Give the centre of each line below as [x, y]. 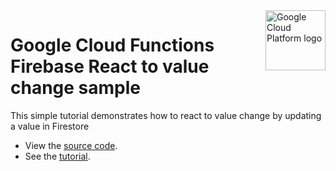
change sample [76, 88]
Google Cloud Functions [112, 45]
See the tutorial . [57, 156]
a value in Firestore [50, 126]
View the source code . [71, 145]
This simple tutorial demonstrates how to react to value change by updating [166, 115]
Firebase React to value [110, 66]
